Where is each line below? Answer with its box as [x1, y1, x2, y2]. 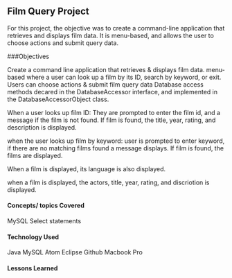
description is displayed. [7, 123, 78, 131]
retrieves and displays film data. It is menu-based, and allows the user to [7, 31, 215, 40]
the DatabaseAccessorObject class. [7, 95, 109, 103]
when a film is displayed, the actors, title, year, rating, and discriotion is [7, 178, 210, 186]
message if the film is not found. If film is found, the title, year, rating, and [7, 116, 216, 124]
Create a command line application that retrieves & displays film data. [7, 65, 205, 73]
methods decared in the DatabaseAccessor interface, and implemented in [7, 87, 218, 96]
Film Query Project [7, 6, 90, 17]
